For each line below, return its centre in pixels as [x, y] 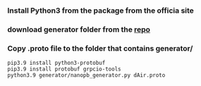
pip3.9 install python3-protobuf [56, 63]
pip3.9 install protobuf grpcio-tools [64, 69]
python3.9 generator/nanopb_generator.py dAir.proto [86, 75]
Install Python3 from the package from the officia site [100, 11]
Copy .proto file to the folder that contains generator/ [100, 48]
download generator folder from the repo [79, 29]
